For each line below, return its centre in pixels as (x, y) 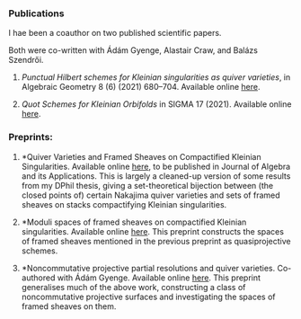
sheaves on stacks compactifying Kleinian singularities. (124, 204)
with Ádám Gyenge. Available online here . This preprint (159, 278)
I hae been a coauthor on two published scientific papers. (115, 33)
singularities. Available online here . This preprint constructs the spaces (153, 231)
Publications (36, 13)
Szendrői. (26, 60)
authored (38, 278)
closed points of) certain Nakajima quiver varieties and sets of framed (150, 195)
